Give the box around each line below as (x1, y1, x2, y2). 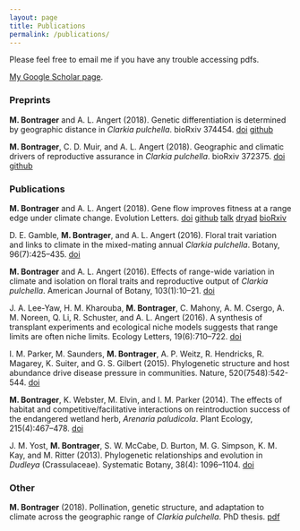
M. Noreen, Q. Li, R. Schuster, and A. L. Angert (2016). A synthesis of (9, 312, 262, 322)
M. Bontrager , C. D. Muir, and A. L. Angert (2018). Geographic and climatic (9, 141, 285, 152)
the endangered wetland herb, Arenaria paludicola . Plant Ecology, (9, 413, 253, 424)
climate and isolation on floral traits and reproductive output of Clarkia (9, 275, 269, 287)
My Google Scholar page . (9, 72, 104, 82)
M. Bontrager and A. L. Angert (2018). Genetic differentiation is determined (9, 114, 287, 125)
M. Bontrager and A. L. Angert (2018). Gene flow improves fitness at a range (9, 202, 292, 213)
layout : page (9, 13, 58, 22)
